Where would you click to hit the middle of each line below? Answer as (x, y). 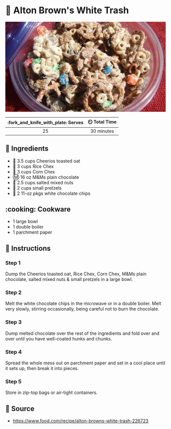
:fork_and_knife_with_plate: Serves (46, 123)
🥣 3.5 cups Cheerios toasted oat (46, 161)
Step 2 (13, 292)
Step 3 (13, 322)
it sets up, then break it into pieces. (42, 368)
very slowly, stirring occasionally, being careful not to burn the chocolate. (82, 309)
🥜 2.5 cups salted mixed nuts (43, 182)
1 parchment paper (32, 232)
